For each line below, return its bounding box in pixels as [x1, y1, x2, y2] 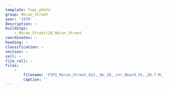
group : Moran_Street [5, 12, 49, 17]
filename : [23, 72, 44, 77]
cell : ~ [5, 53, 22, 59]
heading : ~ [5, 40, 28, 45]
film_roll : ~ [5, 58, 33, 63]
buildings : [5, 26, 28, 31]
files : [5, 63, 19, 68]
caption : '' [23, 77, 49, 82]
